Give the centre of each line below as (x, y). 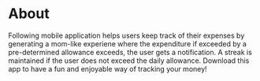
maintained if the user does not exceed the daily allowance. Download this (129, 61)
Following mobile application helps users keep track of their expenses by (126, 35)
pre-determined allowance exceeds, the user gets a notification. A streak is (130, 52)
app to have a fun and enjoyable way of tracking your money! (108, 68)
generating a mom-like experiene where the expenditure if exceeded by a (127, 43)
